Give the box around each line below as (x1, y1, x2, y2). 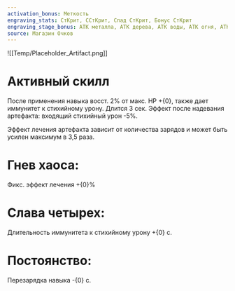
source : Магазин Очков (7, 29, 73, 37)
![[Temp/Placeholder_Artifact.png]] (7, 49, 108, 57)
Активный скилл (7, 74, 110, 90)
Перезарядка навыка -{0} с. (7, 276, 92, 284)
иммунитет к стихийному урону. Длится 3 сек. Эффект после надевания (7, 104, 225, 113)
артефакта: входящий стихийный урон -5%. (7, 111, 138, 120)
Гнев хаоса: (7, 157, 79, 173)
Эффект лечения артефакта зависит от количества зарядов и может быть (7, 126, 228, 134)
